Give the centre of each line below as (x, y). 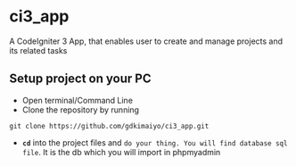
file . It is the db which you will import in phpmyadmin (121, 152)
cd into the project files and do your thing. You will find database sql (155, 142)
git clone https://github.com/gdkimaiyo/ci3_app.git (109, 126)
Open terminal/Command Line (78, 100)
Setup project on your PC (80, 79)
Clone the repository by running (81, 110)
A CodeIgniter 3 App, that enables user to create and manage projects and (146, 41)
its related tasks (38, 50)
